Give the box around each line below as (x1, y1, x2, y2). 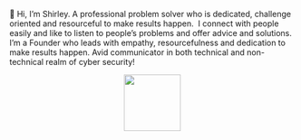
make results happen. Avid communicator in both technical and (9, 47, 245, 58)
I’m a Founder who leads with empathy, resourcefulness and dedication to (9, 37, 286, 48)
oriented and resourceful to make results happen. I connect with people (9, 18, 279, 29)
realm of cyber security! (44, 57, 136, 67)
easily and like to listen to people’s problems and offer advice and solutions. (9, 28, 292, 38)
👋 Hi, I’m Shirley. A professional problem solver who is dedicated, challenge (9, 9, 292, 19)
